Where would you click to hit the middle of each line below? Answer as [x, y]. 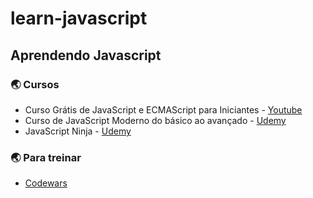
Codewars [46, 183]
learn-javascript [79, 18]
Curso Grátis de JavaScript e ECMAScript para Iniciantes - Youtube [163, 109]
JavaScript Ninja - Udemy [78, 131]
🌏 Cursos [35, 84]
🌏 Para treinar [46, 157]
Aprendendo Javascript [86, 55]
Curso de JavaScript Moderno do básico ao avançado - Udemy [155, 120]
